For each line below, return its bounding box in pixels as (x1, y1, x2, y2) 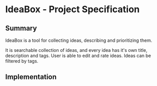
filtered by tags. (5, 58, 39, 64)
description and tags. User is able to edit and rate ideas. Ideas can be (5, 52, 151, 59)
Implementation (5, 73, 57, 81)
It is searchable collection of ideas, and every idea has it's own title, (5, 47, 148, 53)
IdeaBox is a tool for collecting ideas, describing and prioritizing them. (5, 37, 152, 43)
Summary (5, 24, 37, 33)
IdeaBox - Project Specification (5, 4, 140, 15)
